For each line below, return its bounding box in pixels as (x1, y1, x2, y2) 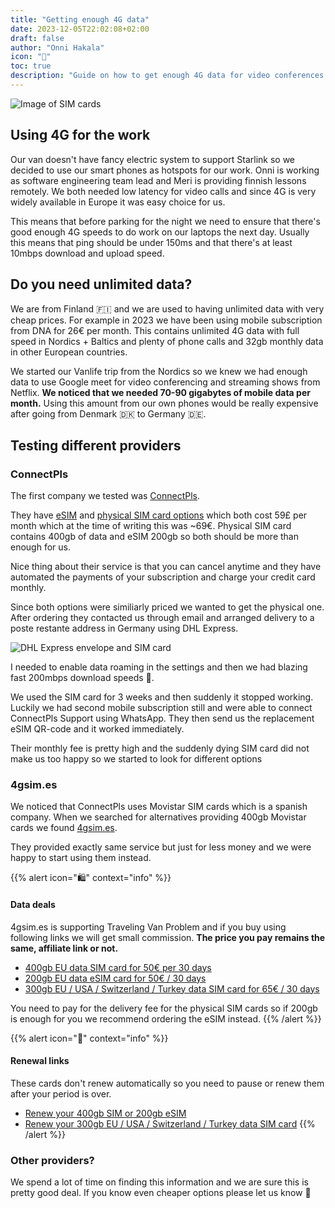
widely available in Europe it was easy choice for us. (10, 196, 226, 208)
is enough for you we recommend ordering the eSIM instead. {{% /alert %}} (10, 1012, 322, 1025)
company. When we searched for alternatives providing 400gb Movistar (10, 811, 307, 823)
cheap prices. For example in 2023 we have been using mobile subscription (10, 314, 323, 326)
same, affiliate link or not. (10, 942, 119, 954)
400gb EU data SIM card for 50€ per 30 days (24, 961, 212, 973)
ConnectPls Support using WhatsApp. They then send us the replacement (10, 712, 315, 725)
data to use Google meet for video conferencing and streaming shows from (10, 376, 321, 388)
